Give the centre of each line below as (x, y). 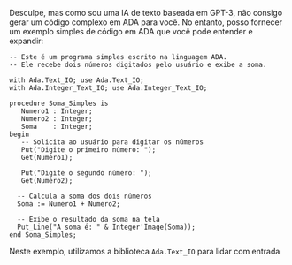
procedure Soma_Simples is (59, 103)
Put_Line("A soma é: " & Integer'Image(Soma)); (107, 227)
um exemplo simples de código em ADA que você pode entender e (131, 31)
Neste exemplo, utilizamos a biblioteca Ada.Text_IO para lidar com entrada (145, 251)
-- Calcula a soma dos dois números (85, 196)
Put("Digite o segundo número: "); (86, 173)
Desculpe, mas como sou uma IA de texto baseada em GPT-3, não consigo (146, 13)
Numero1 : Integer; (57, 111)
